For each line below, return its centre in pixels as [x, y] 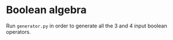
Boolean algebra [46, 10]
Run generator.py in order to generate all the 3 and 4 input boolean [86, 26]
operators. [18, 31]
